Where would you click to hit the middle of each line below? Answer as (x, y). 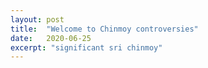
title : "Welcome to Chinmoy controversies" (104, 29)
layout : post (37, 19)
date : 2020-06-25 (51, 38)
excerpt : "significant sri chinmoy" (86, 47)
